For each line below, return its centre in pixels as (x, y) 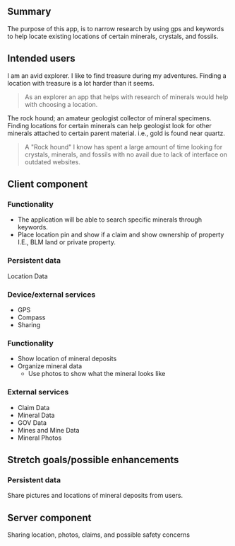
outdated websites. (53, 161)
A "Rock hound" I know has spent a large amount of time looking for (123, 147)
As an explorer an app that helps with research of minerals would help (126, 97)
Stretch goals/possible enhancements (93, 460)
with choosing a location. (61, 104)
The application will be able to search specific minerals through (110, 220)
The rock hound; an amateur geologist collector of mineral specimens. (109, 118)
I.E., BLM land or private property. (67, 242)
